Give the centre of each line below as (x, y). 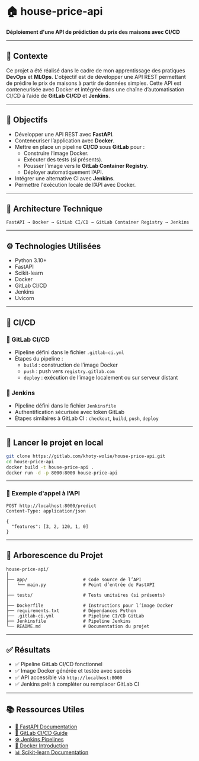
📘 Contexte (27, 56)
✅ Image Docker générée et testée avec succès (73, 671)
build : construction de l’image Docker (71, 365)
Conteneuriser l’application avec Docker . (65, 141)
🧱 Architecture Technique (54, 208)
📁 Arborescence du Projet (55, 555)
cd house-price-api (30, 461)
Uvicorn (24, 298)
